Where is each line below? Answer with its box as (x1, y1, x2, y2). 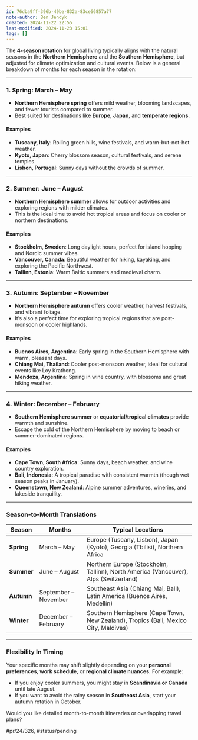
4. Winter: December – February (6, 400, 100, 408)
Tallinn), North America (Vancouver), (86, 568, 189, 576)
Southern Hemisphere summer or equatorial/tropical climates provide (14, 413, 189, 420)
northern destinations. (14, 217, 69, 224)
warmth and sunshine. (14, 419, 69, 426)
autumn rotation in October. (14, 698, 82, 705)
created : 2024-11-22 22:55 (6, 20, 72, 25)
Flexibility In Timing (6, 648, 64, 656)
